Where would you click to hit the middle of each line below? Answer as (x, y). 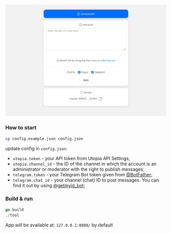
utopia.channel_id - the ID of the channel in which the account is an (84, 164)
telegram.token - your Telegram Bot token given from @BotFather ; (82, 175)
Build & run (19, 199)
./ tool (12, 215)
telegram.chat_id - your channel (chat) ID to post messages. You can (86, 180)
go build (15, 210)
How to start (21, 127)
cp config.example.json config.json (44, 139)
